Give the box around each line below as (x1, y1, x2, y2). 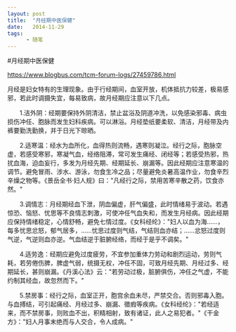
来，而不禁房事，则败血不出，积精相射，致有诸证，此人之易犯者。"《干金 (7, 309, 220, 317)
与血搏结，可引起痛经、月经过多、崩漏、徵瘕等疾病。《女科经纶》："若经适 (7, 300, 220, 309)
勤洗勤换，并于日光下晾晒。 (19, 126, 100, 135)
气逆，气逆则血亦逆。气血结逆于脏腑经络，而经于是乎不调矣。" (7, 235, 189, 244)
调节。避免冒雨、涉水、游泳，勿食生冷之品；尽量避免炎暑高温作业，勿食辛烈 (7, 168, 229, 176)
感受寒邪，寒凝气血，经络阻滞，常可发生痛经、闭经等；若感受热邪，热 (25, 150, 229, 159)
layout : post (7, 10, 46, 18)
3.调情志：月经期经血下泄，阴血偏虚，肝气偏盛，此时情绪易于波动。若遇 (19, 200, 228, 208)
